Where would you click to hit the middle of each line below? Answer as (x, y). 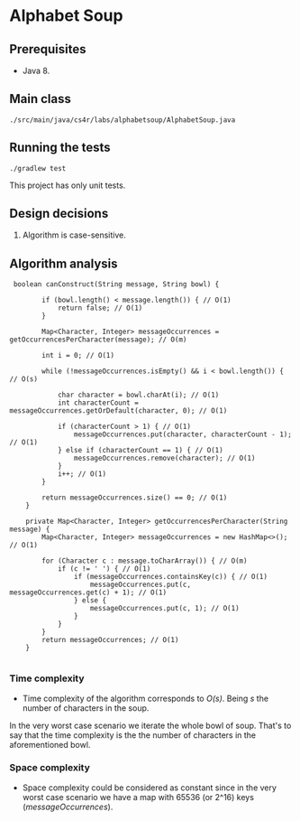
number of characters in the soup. (86, 708)
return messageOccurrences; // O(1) (110, 640)
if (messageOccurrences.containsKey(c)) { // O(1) (171, 577)
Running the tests (60, 148)
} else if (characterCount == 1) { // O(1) (140, 451)
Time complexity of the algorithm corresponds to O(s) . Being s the (145, 698)
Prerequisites (48, 49)
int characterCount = (98, 403)
